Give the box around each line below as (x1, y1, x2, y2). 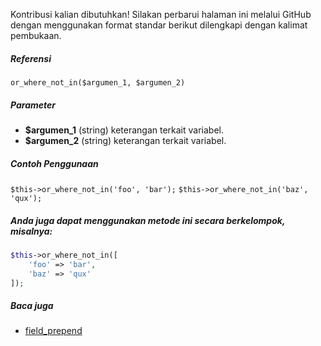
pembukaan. (10, 30, 62, 41)
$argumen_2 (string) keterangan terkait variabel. (24, 134, 227, 146)
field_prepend (24, 325, 83, 337)
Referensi (10, 52, 52, 64)
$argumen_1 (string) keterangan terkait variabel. (24, 124, 224, 136)
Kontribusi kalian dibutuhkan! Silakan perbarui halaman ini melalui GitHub (10, 9, 312, 20)
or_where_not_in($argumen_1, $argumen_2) (10, 77, 186, 88)
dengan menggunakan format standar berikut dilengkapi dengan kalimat (10, 19, 308, 31)
